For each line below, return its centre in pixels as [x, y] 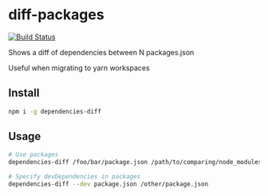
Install [24, 93]
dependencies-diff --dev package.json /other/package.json [108, 184]
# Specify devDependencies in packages [75, 177]
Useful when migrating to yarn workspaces [79, 68]
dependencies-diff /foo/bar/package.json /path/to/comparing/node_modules [135, 162]
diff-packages [57, 15]
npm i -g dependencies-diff [55, 111]
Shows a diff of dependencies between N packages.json [101, 52]
